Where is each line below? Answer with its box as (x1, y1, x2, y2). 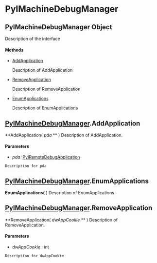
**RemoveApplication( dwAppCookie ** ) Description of (5, 217, 118, 223)
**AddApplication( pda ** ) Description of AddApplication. (5, 132, 123, 138)
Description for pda (5, 163, 47, 169)
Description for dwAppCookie (5, 254, 64, 259)
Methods (5, 47, 24, 53)
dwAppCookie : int (12, 244, 50, 250)
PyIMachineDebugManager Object (5, 23, 112, 31)
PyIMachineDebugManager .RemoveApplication (5, 204, 153, 212)
